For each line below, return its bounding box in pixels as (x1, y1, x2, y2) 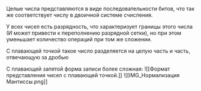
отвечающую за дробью (6, 54, 69, 60)
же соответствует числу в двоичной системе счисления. (6, 11, 153, 19)
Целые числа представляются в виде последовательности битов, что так (6, 5, 195, 12)
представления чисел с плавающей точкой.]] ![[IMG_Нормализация (6, 72, 180, 78)
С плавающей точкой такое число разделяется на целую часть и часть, (6, 47, 191, 54)
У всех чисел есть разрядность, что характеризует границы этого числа (6, 23, 193, 30)
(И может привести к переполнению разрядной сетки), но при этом (6, 29, 182, 37)
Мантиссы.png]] (6, 78, 48, 85)
